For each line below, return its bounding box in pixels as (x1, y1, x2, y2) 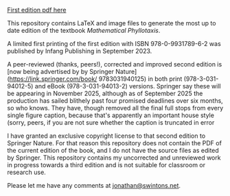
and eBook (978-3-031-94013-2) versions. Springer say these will (34, 82, 221, 90)
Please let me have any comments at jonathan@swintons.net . (7, 182, 181, 189)
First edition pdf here (7, 6, 67, 14)
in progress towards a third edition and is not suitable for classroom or (7, 161, 206, 169)
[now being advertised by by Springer (7, 68, 115, 75)
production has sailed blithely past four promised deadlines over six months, (7, 97, 223, 105)
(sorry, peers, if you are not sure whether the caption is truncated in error (7, 119, 215, 126)
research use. (7, 168, 46, 176)
